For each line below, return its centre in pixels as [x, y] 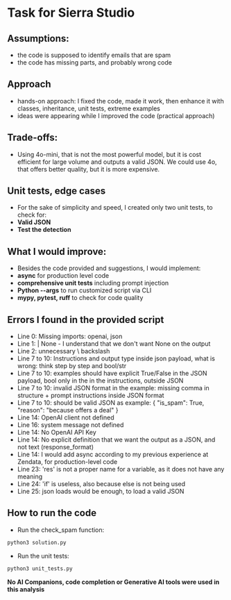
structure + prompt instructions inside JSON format [91, 395]
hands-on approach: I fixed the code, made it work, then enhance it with [120, 101]
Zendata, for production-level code [67, 462]
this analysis [26, 589]
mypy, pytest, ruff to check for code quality [80, 298]
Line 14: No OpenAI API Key [57, 433]
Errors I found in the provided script [86, 320]
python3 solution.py [37, 542]
